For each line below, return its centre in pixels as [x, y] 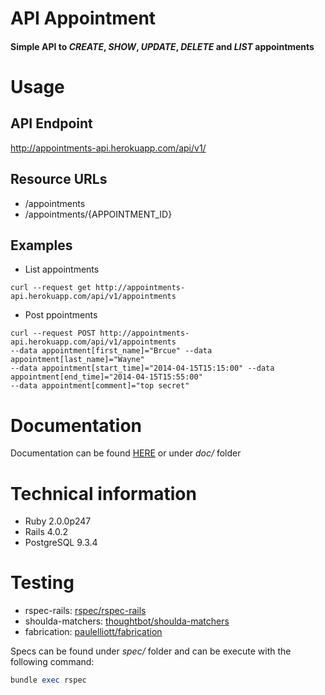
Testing [42, 583]
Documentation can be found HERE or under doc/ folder [126, 453]
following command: [52, 662]
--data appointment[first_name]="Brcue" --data [111, 351]
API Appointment [83, 18]
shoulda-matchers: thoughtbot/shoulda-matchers [127, 621]
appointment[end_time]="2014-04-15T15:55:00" [106, 377]
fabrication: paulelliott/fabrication [93, 632]
